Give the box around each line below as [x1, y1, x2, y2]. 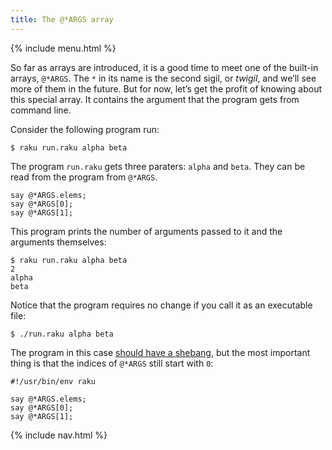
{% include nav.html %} [10, 429, 108, 441]
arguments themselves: [10, 236, 107, 248]
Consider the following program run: [10, 123, 160, 135]
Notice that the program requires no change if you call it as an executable [10, 299, 313, 311]
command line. [10, 104, 72, 116]
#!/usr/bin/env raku [10, 376, 97, 386]
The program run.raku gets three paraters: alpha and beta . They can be [10, 160, 306, 172]
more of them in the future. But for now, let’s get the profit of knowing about [10, 82, 323, 95]
